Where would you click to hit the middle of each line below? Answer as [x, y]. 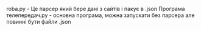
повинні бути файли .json [39, 22]
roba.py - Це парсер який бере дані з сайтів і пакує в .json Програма [96, 9]
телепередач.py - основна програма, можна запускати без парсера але [100, 15]
